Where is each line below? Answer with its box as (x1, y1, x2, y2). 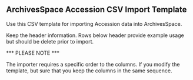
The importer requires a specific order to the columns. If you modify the (6, 61, 180, 68)
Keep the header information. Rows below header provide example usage (6, 32, 184, 39)
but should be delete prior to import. (6, 38, 94, 45)
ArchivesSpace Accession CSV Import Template (6, 5, 187, 15)
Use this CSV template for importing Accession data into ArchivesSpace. (6, 20, 182, 27)
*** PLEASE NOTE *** (6, 49, 60, 56)
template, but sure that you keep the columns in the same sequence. (6, 67, 172, 74)
